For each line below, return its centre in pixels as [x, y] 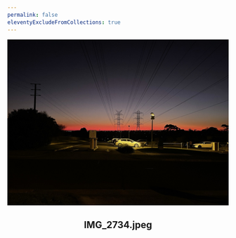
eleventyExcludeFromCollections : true [64, 22]
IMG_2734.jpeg [118, 225]
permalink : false [33, 15]
